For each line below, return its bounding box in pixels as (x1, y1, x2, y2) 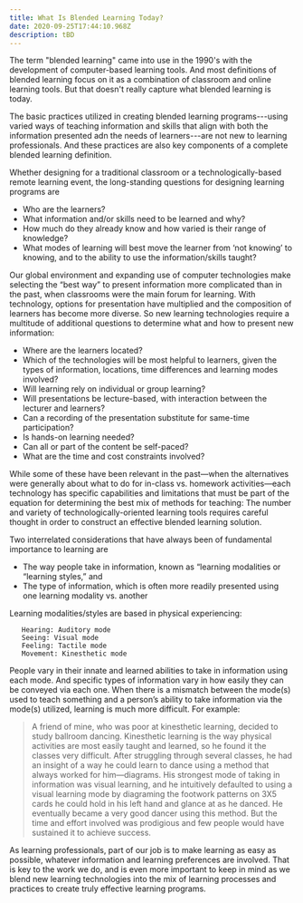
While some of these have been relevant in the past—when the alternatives (9, 469, 289, 480)
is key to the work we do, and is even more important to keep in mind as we (9, 864, 291, 875)
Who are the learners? (22, 204, 106, 215)
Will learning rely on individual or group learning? (22, 384, 206, 394)
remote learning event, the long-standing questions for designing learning (9, 177, 285, 188)
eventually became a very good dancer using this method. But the (31, 808, 278, 819)
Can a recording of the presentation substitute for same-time (22, 413, 251, 423)
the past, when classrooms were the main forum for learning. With (9, 289, 256, 300)
